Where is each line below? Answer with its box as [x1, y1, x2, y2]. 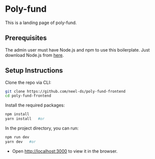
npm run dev [5, 135, 29, 140]
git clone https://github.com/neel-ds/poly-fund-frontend [5, 89, 126, 94]
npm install [5, 112, 29, 117]
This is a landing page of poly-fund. [5, 20, 77, 26]
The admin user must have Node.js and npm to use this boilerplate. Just [5, 47, 150, 53]
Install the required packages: [5, 102, 65, 108]
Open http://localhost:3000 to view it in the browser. [12, 148, 118, 154]
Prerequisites [5, 34, 47, 42]
